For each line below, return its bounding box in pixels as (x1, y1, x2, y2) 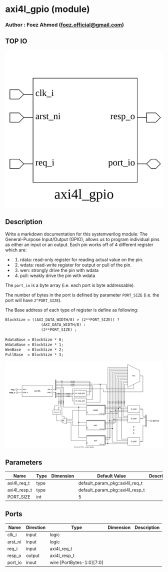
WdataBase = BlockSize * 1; (5, 342, 64, 347)
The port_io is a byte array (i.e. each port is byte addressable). (5, 282, 135, 288)
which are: (5, 246, 27, 253)
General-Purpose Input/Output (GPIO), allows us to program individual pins (5, 236, 160, 242)
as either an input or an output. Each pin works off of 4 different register (5, 241, 153, 247)
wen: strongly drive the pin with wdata (19, 267, 99, 273)
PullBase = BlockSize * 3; (5, 352, 64, 357)
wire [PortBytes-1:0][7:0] (49, 559, 103, 565)
